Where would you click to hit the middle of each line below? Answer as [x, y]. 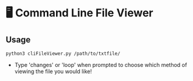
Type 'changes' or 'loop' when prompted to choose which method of [101, 65]
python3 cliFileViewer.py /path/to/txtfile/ [63, 54]
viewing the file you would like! [53, 71]
